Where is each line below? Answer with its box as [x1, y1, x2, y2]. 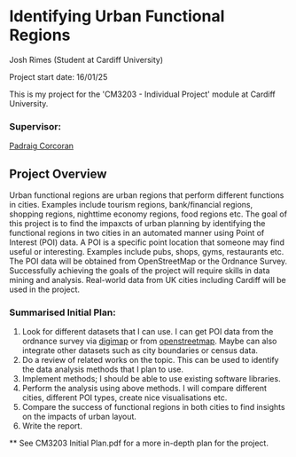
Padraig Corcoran [9, 140, 74, 152]
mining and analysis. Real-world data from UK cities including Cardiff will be [9, 275, 286, 286]
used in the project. [9, 284, 81, 295]
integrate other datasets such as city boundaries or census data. [21, 345, 259, 356]
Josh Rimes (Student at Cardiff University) [9, 54, 164, 65]
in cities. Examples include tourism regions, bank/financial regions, [9, 200, 253, 210]
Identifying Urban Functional [9, 6, 225, 27]
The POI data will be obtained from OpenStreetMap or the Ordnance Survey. [9, 256, 288, 267]
